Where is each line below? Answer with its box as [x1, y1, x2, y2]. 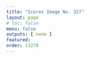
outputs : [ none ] [6, 31, 52, 37]
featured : [6, 37, 31, 43]
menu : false [6, 25, 36, 32]
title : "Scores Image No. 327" [6, 8, 85, 15]
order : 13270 [6, 43, 39, 49]
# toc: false [6, 20, 39, 26]
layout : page [6, 14, 39, 21]
